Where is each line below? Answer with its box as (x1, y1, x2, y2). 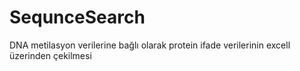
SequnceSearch (9, 6, 146, 29)
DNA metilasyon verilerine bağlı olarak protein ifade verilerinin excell (9, 39, 291, 51)
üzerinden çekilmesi (9, 49, 92, 61)
